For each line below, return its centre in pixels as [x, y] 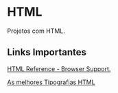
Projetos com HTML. [36, 31]
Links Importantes [47, 52]
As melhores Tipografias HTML [51, 82]
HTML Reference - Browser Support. [59, 68]
